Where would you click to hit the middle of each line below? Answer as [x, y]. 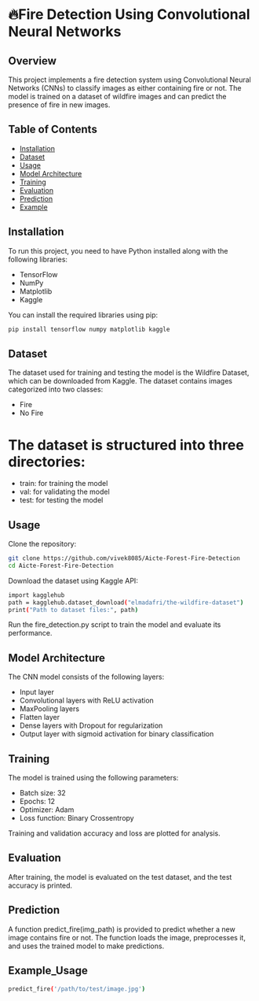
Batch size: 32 [43, 793]
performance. [30, 633]
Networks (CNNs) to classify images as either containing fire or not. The [125, 88]
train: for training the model [64, 484]
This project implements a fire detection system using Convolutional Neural [129, 80]
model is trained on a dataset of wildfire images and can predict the [117, 96]
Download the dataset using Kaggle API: [73, 580]
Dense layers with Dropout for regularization [91, 725]
